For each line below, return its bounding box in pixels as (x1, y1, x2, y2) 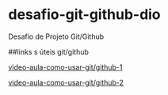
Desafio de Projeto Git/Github (8, 32, 105, 41)
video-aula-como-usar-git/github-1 (8, 62, 123, 72)
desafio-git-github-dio (8, 6, 161, 24)
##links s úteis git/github (8, 47, 90, 56)
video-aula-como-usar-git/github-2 (8, 78, 124, 87)
